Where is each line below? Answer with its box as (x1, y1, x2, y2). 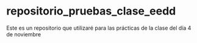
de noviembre (6, 30, 41, 38)
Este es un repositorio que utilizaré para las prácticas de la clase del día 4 (6, 24, 192, 31)
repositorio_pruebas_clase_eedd (6, 4, 176, 18)
